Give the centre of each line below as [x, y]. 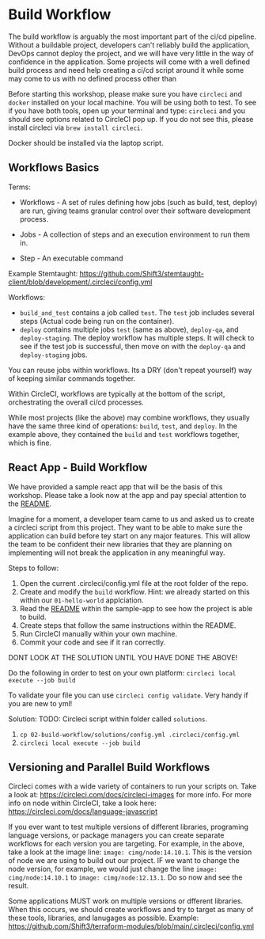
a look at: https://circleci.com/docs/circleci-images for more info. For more [130, 795]
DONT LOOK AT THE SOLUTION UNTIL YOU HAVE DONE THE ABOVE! [123, 657]
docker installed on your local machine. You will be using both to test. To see [132, 102]
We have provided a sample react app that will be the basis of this [115, 487]
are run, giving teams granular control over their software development [135, 211]
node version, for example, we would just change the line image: [113, 869]
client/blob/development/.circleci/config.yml [80, 282]
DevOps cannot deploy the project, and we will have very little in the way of [131, 53]
